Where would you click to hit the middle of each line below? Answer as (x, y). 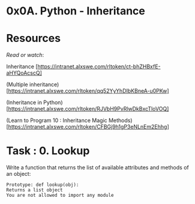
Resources (34, 39)
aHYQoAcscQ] (24, 73)
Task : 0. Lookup (48, 151)
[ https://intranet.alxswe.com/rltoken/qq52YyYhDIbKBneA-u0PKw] (88, 91)
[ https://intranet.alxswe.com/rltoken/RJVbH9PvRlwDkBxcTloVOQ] (88, 109)
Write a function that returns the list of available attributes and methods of (97, 168)
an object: (19, 174)
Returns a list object (34, 190)
